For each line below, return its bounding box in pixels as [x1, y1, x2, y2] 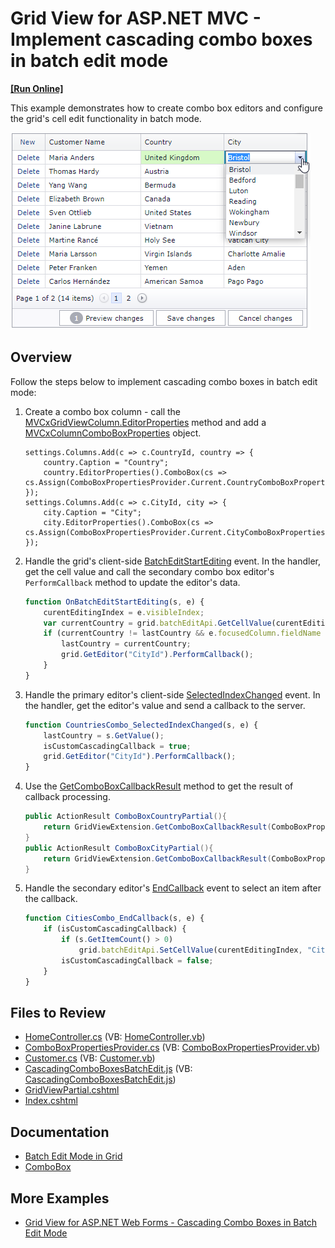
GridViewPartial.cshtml [24, 1084, 120, 1096]
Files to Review [10, 1004, 107, 1021]
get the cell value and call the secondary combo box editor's [24, 565, 275, 577]
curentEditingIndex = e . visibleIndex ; [43, 607, 205, 617]
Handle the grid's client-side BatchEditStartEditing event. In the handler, [24, 555, 322, 567]
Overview [10, 349, 73, 366]
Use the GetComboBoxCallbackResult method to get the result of [24, 780, 294, 792]
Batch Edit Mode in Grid [24, 1150, 123, 1162]
